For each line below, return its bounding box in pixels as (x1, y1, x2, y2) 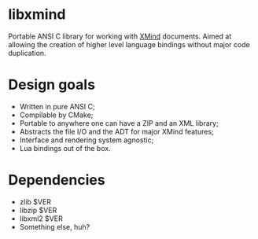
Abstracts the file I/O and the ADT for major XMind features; (19, 127, 214, 136)
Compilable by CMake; (19, 110, 94, 119)
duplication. (8, 48, 46, 57)
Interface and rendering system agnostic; (19, 135, 154, 145)
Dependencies (8, 171, 105, 189)
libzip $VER (19, 205, 57, 215)
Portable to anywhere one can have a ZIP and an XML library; (19, 118, 219, 127)
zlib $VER (19, 197, 51, 206)
